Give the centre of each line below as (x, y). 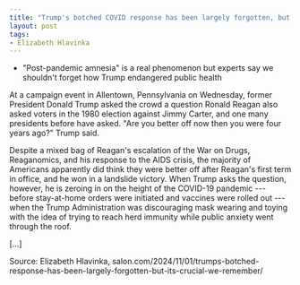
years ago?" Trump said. (55, 133)
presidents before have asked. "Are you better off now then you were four (146, 124)
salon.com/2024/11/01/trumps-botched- (185, 262)
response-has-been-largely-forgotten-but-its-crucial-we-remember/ (136, 271)
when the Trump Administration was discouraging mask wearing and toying (149, 208)
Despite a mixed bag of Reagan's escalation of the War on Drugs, (130, 151)
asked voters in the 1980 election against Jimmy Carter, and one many (139, 114)
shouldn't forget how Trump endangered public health (122, 78)
